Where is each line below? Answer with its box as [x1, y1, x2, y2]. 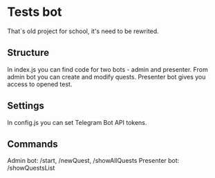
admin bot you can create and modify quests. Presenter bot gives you [7, 72, 206, 81]
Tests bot [7, 4, 62, 20]
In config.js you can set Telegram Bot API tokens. [7, 118, 147, 126]
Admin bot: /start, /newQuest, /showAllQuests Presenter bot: [7, 157, 180, 165]
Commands [7, 138, 59, 150]
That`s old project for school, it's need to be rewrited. [7, 27, 159, 35]
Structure [7, 47, 50, 59]
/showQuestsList [7, 164, 55, 172]
